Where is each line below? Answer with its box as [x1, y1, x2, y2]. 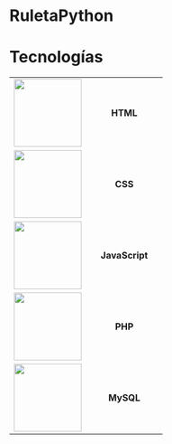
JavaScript [100, 250, 149, 262]
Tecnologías [9, 47, 104, 68]
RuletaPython [9, 5, 114, 26]
